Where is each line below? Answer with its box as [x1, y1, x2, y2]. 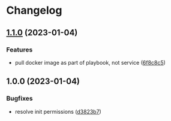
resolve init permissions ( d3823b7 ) [14, 108, 102, 115]
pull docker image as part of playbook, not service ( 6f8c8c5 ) [14, 59, 166, 66]
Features [6, 46, 33, 54]
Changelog [6, 4, 62, 17]
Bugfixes [6, 94, 33, 102]
